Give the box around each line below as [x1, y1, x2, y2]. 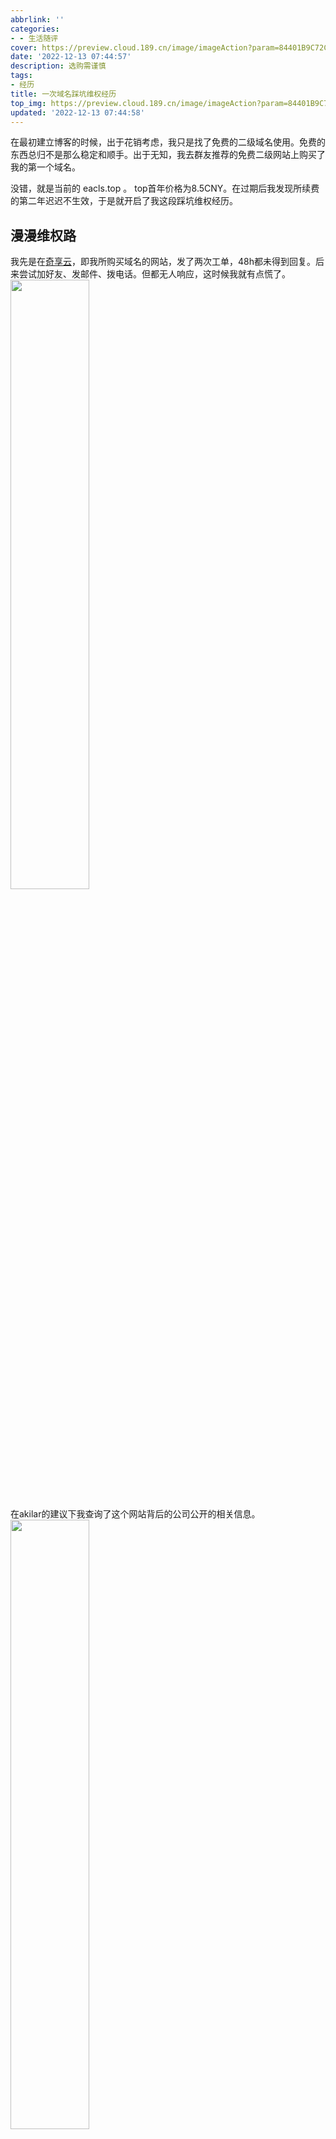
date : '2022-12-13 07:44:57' [10, 52, 132, 62]
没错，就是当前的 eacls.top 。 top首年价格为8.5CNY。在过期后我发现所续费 [10, 182, 320, 195]
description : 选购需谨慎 [10, 61, 107, 71]
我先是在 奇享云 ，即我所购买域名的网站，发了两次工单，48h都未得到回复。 [10, 256, 316, 268]
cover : [10, 42, 38, 53]
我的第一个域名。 [10, 161, 81, 173]
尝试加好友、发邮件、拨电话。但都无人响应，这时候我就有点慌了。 [18, 268, 291, 280]
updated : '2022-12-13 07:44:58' [10, 107, 145, 118]
